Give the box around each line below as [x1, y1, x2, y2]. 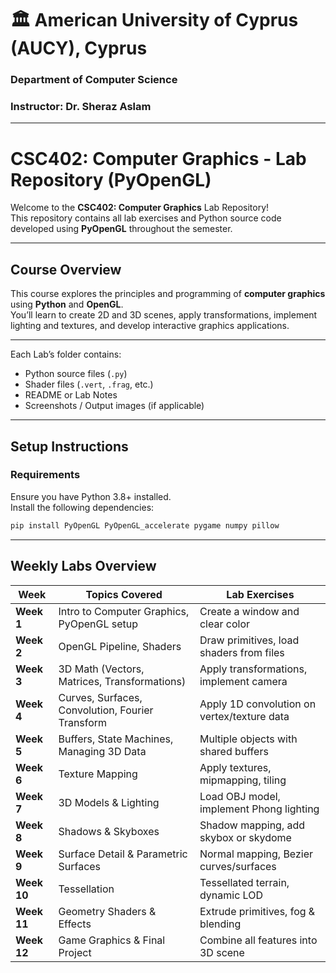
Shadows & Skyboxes [58, 824, 160, 838]
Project [58, 945, 92, 959]
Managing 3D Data [58, 744, 147, 758]
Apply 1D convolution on [199, 697, 317, 711]
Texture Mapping [58, 767, 138, 781]
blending [199, 917, 242, 931]
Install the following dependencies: [10, 501, 155, 513]
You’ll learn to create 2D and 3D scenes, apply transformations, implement [10, 309, 318, 321]
